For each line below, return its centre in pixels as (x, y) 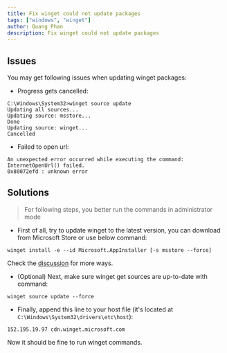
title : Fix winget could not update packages (74, 13)
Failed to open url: (43, 147)
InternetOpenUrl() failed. (46, 166)
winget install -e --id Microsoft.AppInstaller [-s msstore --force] (110, 250)
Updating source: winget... (48, 128)
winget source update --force (51, 296)
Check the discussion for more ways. (60, 263)
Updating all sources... (43, 110)
